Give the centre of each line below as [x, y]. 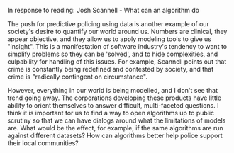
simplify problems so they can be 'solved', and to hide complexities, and [113, 54]
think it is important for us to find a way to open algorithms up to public [111, 113]
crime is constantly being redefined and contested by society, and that [111, 69]
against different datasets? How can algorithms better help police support [115, 135]
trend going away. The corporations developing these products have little [115, 98]
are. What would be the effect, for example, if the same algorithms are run [115, 128]
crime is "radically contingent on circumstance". [77, 76]
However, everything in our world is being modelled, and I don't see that [113, 90]
